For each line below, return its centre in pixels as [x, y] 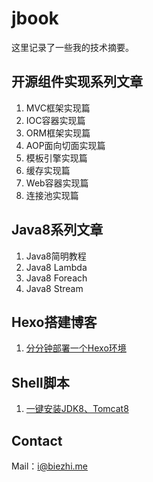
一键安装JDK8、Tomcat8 [77, 409]
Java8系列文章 [57, 230]
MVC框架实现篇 [58, 108]
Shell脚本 [40, 382]
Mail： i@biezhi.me [49, 466]
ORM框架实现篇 [58, 133]
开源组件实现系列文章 [77, 82]
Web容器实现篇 [57, 183]
